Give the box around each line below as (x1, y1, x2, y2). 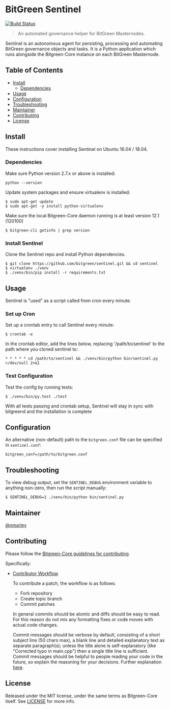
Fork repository (20, 590, 52, 596)
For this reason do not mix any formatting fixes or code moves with (12, 616, 154, 622)
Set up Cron (5, 310, 36, 317)
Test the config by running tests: (5, 384, 73, 390)
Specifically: (5, 560, 32, 566)
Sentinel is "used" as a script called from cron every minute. (5, 298, 131, 304)
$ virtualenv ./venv (5, 266, 49, 271)
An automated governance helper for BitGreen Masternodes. (17, 30, 145, 36)
